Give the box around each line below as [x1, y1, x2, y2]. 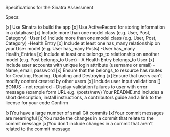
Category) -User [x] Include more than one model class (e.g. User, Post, [5, 35, 157, 41]
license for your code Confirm [5, 100, 68, 106]
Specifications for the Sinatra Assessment [5, 5, 93, 10]
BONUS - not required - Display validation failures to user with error [5, 84, 148, 90]
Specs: [5, 14, 20, 20]
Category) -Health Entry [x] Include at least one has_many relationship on [5, 40, 160, 46]
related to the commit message [5, 126, 70, 132]
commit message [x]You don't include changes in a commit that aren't [5, 121, 153, 126]
